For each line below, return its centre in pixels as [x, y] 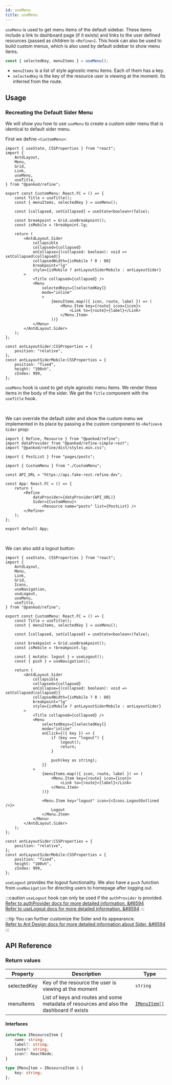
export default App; [27, 529]
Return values [23, 961]
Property [23, 974]
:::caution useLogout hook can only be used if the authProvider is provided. [84, 898]
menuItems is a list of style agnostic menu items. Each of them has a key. [89, 70]
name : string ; [29, 1040]
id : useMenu [18, 10]
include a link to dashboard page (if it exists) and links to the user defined [83, 35]
